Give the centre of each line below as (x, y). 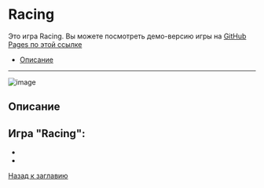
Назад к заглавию (38, 176)
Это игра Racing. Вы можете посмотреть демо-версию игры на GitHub (127, 36)
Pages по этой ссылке (45, 44)
